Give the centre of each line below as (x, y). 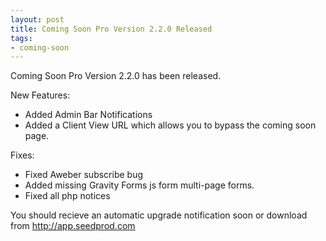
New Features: (40, 95)
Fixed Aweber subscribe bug (84, 175)
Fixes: (22, 155)
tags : (21, 38)
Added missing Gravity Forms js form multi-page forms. (139, 185)
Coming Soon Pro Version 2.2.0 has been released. (116, 76)
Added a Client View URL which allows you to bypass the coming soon (170, 125)
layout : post (37, 19)
